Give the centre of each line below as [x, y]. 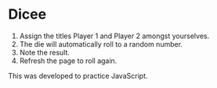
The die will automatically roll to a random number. [101, 44]
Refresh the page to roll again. [68, 61]
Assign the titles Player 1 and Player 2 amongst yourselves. [114, 36]
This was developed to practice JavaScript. [78, 76]
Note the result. [45, 52]
